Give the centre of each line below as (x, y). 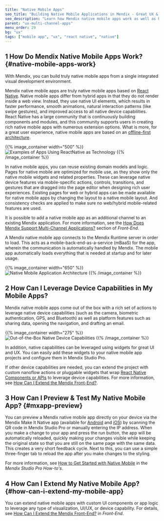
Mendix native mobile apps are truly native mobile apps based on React (77, 90)
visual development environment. (39, 81)
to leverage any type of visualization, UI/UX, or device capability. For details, (82, 508)
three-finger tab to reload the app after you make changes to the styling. (78, 454)
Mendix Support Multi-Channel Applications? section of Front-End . (72, 228)
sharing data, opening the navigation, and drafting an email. (65, 323)
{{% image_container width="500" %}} (44, 146)
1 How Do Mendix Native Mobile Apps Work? (74, 57)
